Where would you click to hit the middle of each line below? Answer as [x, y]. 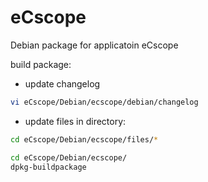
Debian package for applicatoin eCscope [94, 45]
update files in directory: [75, 121]
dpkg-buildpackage [48, 167]
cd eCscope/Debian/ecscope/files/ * [84, 139]
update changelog [62, 83]
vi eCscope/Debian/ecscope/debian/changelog [104, 102]
